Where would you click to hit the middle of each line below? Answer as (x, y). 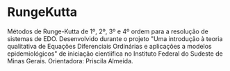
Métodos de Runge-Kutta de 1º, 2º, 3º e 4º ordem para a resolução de (108, 31)
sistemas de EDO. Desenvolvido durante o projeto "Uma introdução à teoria (115, 38)
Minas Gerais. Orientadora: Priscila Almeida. (70, 61)
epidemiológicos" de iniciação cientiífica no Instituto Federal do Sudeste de (115, 54)
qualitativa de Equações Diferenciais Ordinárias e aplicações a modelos (109, 46)
